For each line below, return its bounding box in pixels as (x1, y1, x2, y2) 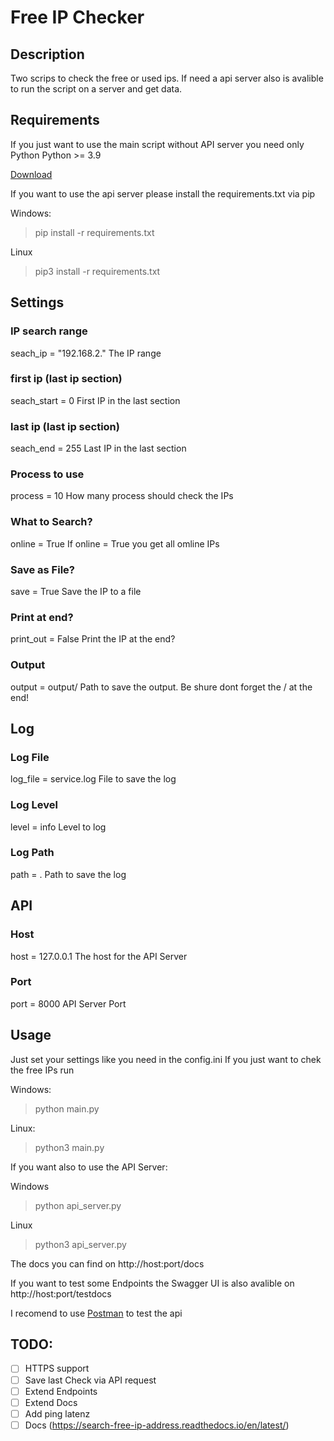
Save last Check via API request (24, 1374, 157, 1386)
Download (10, 168, 53, 180)
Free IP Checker (10, 6, 145, 29)
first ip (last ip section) (10, 372, 123, 386)
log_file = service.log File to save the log (10, 773, 177, 785)
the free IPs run (10, 1064, 75, 1076)
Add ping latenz (24, 1407, 91, 1420)
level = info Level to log (10, 821, 107, 833)
